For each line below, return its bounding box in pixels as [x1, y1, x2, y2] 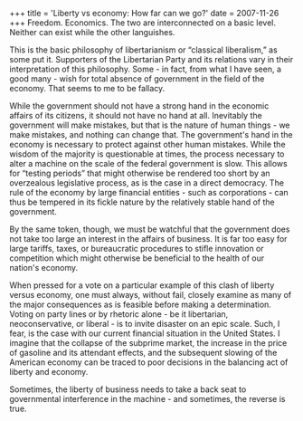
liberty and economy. [9, 367, 89, 377]
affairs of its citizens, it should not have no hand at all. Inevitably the [9, 110, 262, 120]
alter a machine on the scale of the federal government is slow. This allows [9, 158, 288, 168]
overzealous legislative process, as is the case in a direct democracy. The [9, 177, 285, 188]
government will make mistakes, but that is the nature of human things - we [9, 120, 291, 130]
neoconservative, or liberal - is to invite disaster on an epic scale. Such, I [9, 319, 280, 329]
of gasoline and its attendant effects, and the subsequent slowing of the [9, 348, 278, 358]
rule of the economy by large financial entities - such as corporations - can [9, 187, 289, 197]
